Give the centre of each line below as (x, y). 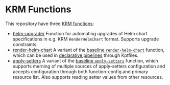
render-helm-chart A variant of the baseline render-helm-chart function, (89, 50)
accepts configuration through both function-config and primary (80, 71)
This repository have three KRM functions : (50, 24)
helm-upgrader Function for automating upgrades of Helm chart (80, 33)
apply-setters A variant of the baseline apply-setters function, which (85, 60)
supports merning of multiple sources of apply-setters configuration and (89, 66)
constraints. (25, 44)
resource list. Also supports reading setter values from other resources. (88, 77)
